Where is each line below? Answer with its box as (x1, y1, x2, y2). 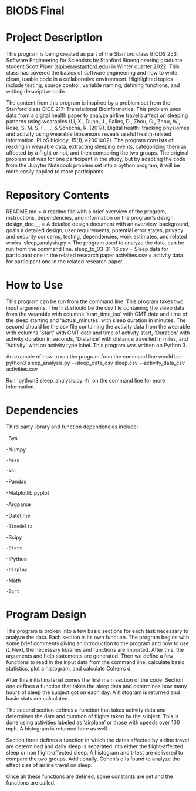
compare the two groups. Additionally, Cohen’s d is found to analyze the (6, 755, 180, 762)
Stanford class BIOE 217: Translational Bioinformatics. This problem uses (6, 106, 181, 113)
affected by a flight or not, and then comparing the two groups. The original (6, 149, 189, 156)
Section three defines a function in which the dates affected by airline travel (6, 736, 190, 743)
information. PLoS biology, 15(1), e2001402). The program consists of (6, 137, 174, 144)
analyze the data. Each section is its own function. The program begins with (6, 634, 190, 641)
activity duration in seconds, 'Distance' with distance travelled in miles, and (6, 336, 188, 342)
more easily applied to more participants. (6, 168, 106, 175)
